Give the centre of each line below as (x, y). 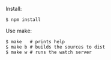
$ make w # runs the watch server (49, 52)
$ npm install (23, 20)
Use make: (19, 31)
